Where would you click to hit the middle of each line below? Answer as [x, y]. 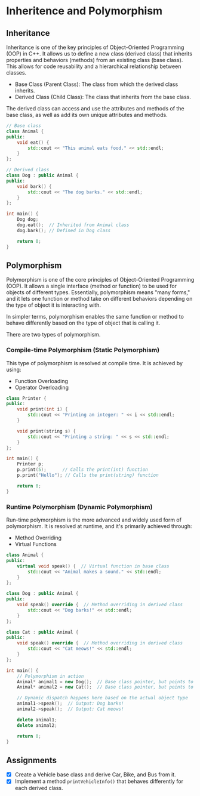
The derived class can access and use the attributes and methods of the [95, 108]
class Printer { [26, 398]
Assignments [32, 760]
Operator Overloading [41, 387]
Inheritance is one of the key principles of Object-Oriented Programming [95, 47]
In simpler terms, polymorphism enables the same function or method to [95, 317]
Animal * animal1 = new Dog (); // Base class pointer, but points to [105, 681]
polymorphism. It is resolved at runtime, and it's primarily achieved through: [99, 526]
